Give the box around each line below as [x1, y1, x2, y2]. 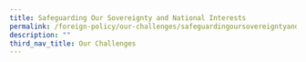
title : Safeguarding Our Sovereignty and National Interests [9, 13, 247, 23]
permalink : [9, 22, 51, 31]
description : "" [9, 30, 71, 39]
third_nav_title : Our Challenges [9, 38, 137, 48]
